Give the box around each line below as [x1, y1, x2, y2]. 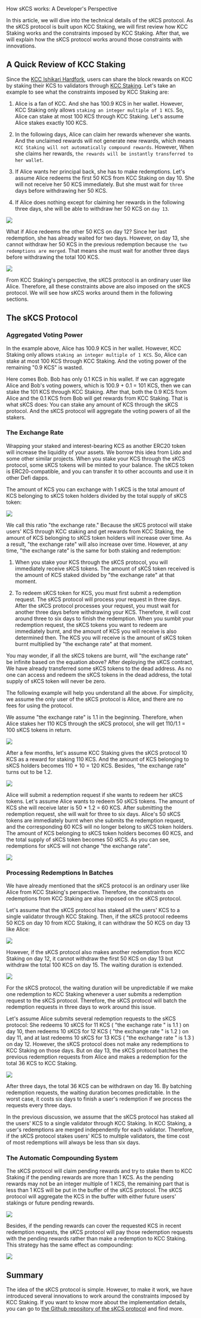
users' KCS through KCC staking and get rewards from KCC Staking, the [6, 528, 184, 535]
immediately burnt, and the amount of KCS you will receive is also [14, 627, 177, 635]
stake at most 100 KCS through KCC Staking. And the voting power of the [6, 357, 187, 364]
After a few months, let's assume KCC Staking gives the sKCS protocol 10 [6, 749, 187, 756]
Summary [6, 1270, 44, 1280]
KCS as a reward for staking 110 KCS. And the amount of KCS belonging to [6, 755, 190, 763]
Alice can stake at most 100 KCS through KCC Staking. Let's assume [14, 112, 184, 119]
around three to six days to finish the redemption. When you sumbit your [14, 615, 194, 622]
